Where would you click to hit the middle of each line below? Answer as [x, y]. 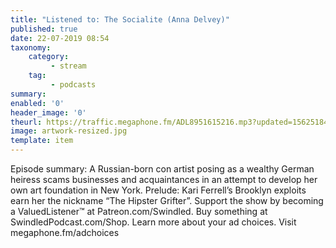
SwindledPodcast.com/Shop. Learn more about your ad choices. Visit [153, 222]
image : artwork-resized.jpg [69, 131]
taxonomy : [31, 47]
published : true [44, 29]
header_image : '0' [48, 112]
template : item [42, 141]
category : [49, 57]
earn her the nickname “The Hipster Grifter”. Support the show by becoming [167, 200]
